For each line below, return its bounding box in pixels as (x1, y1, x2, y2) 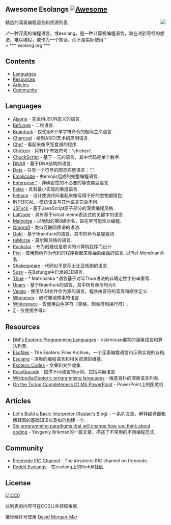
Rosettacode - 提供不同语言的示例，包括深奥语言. (12, 369, 117, 375)
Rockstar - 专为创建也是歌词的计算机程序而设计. (12, 244, 113, 250)
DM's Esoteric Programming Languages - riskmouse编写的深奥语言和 (12, 337, 159, 343)
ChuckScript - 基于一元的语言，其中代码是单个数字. (12, 154, 121, 160)
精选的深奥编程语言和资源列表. (5, 19, 70, 26)
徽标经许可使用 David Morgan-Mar (5, 514, 78, 520)
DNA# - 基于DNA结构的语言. (12, 160, 72, 166)
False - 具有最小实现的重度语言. (12, 186, 79, 192)
